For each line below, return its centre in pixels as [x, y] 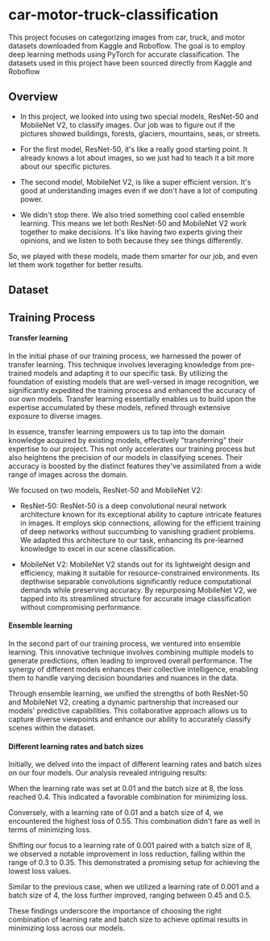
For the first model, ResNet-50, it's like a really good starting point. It [134, 149]
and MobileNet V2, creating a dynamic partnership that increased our [124, 702]
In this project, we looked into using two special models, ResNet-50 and [139, 116]
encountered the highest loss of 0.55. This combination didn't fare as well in [134, 822]
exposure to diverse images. [56, 416]
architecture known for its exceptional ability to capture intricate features [141, 514]
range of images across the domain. [68, 475]
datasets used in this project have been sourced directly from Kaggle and [130, 63]
